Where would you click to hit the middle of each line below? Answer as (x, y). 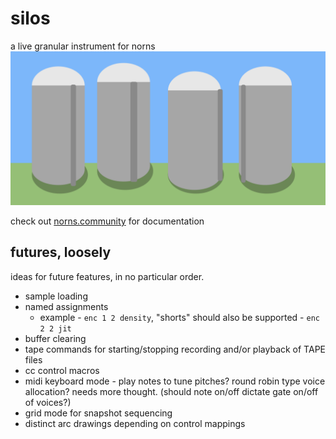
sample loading (56, 296)
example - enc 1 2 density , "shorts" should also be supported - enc (179, 317)
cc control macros (62, 370)
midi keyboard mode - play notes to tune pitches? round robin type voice (175, 381)
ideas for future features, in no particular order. (107, 276)
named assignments (66, 306)
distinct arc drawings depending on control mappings (135, 423)
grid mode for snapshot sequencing (98, 413)
